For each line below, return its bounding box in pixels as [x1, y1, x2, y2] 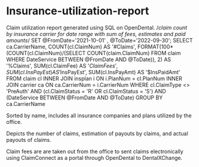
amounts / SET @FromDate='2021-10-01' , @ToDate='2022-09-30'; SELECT [6, 37, 193, 44]
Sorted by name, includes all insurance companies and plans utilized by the [6, 112, 192, 119]
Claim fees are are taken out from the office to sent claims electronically [6, 148, 183, 155]
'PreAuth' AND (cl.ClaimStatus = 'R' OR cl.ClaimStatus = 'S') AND [6, 87, 166, 95]
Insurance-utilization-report [6, 4, 149, 18]
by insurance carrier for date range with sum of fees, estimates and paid [6, 30, 186, 37]
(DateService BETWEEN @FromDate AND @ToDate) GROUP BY [6, 94, 163, 101]
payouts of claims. [6, 136, 52, 143]
